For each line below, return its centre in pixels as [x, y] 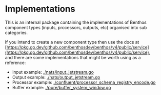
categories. [16, 32]
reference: [15, 63]
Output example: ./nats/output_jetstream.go [56, 77]
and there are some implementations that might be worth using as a [73, 57]
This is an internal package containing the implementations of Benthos [76, 22]
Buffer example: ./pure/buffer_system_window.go [61, 87]
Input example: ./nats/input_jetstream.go [53, 72]
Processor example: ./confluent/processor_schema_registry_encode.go [84, 82]
